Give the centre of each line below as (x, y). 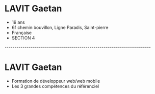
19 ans (18, 22)
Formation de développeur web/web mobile (56, 81)
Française (22, 32)
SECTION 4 (23, 38)
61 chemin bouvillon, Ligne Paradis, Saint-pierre (60, 27)
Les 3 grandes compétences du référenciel (55, 86)
